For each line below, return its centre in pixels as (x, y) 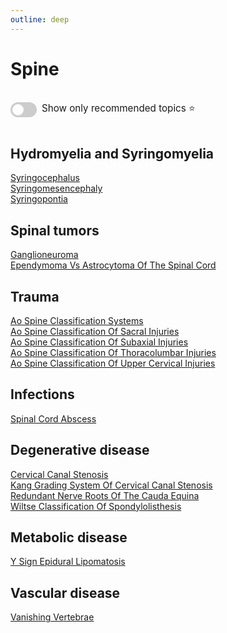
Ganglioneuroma (44, 255)
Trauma (35, 296)
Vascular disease (65, 592)
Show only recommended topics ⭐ (118, 108)
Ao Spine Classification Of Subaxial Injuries (99, 342)
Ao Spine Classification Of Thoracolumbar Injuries (113, 352)
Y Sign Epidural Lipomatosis (68, 562)
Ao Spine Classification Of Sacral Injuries (95, 331)
